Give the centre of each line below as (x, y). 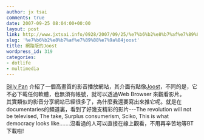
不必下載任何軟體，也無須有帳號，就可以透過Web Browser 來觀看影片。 (96, 94)
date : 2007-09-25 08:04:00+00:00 (49, 23)
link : (13, 35)
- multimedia (23, 68)
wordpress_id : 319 (29, 52)
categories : (21, 57)
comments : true (25, 18)
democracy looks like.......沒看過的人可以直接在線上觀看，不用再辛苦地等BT (100, 124)
